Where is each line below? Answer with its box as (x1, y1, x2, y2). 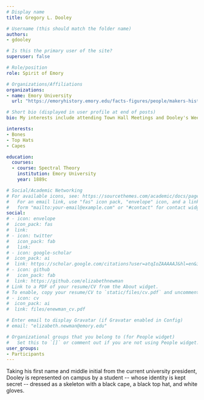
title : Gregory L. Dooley (6, 15, 72, 21)
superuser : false (6, 54, 50, 60)
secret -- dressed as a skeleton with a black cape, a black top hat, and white (6, 381, 198, 388)
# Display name (6, 9, 45, 15)
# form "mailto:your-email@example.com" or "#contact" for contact (6, 205, 186, 211)
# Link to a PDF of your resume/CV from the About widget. (6, 284, 159, 290)
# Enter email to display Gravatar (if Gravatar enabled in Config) (6, 317, 183, 323)
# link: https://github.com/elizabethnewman (6, 278, 123, 284)
